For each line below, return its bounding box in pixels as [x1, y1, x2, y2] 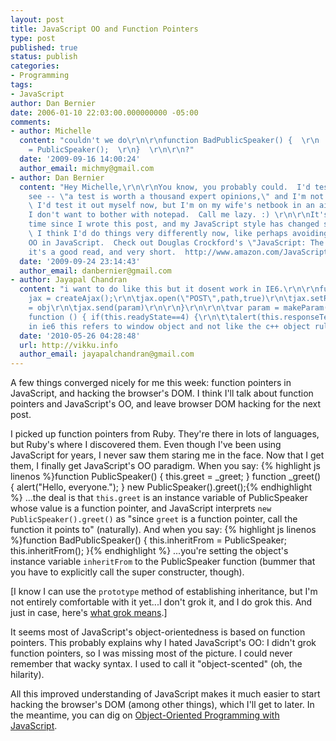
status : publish [10, 52, 78, 62]
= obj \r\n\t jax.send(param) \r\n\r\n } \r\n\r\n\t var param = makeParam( [28, 303, 329, 313]
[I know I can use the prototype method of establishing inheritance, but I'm [10, 586, 318, 598]
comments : [10, 117, 52, 127]
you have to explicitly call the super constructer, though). [10, 566, 245, 578]
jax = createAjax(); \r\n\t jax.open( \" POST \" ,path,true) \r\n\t [28, 294, 293, 304]
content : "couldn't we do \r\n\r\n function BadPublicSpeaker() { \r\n [19, 136, 320, 146]
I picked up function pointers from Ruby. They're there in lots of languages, [10, 428, 320, 440]
